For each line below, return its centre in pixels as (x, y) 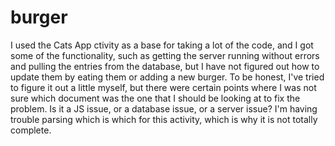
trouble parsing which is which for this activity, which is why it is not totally (164, 119)
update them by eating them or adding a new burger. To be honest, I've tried (167, 77)
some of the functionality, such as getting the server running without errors (165, 55)
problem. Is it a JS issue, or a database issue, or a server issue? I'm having (164, 108)
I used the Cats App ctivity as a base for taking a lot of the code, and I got (162, 45)
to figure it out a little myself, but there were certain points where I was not (163, 87)
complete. (31, 130)
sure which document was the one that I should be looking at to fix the (155, 98)
